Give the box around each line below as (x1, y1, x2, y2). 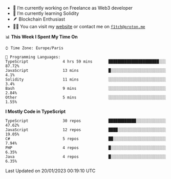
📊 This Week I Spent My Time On (5, 34, 78, 39)
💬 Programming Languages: (5, 54, 60, 59)
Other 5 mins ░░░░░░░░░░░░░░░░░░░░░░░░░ (5, 95, 166, 100)
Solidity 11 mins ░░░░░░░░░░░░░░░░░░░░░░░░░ (5, 77, 166, 82)
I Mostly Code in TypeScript (5, 108, 66, 114)
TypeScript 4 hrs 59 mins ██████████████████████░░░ (5, 59, 166, 64)
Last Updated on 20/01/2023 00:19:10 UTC (5, 168, 96, 174)
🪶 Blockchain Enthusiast (12, 16, 66, 22)
